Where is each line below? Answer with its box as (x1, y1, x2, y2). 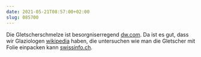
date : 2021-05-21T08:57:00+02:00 (6, 8, 90, 15)
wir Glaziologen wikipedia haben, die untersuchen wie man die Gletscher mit (6, 37, 196, 44)
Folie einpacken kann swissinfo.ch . (6, 43, 93, 51)
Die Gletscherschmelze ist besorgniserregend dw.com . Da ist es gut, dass (6, 31, 189, 38)
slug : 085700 (6, 14, 39, 20)
